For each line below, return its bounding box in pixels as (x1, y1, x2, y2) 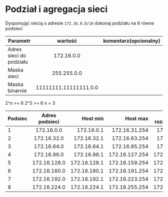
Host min (81, 115, 104, 122)
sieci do (7, 52, 26, 59)
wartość (56, 37, 77, 44)
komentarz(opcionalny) (103, 37, 160, 44)
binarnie (7, 87, 27, 94)
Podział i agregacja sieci (5, 4, 108, 15)
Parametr (8, 37, 31, 44)
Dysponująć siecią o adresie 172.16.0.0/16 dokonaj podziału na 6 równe (5, 20, 154, 26)
